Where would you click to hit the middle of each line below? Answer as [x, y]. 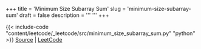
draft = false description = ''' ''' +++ [65, 15]
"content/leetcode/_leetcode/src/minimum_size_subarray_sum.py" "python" [101, 33]
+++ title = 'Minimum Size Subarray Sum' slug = [66, 9]
